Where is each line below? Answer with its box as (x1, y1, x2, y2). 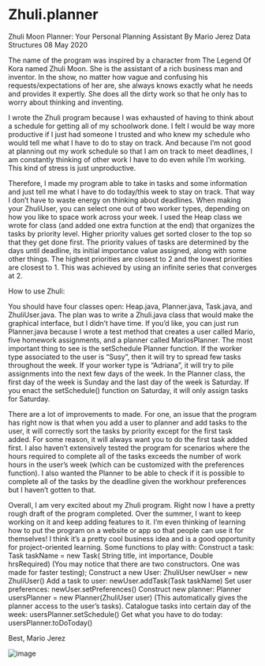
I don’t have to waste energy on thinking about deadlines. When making (8, 195, 241, 205)
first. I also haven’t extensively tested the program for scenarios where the (8, 443, 250, 452)
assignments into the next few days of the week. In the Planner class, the (8, 369, 246, 378)
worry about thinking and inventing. (8, 97, 124, 107)
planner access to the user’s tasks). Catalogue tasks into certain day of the (8, 601, 252, 611)
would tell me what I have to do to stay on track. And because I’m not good (8, 138, 252, 147)
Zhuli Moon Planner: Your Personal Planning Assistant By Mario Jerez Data (8, 32, 251, 41)
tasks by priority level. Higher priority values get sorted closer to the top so (8, 229, 252, 238)
